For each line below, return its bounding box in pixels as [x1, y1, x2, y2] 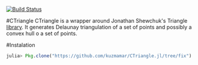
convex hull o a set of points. [6, 30, 77, 37]
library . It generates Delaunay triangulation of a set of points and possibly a [6, 24, 192, 30]
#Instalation [6, 42, 35, 48]
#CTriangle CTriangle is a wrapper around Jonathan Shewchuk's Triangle [6, 17, 188, 24]
